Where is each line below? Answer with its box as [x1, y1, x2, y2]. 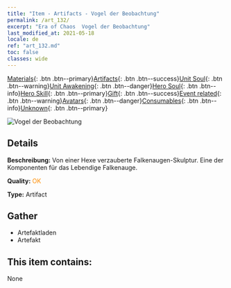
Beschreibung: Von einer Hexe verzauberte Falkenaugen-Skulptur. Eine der [7, 155, 224, 164]
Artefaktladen [17, 228, 57, 237]
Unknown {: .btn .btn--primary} [20, 103, 108, 112]
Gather [7, 210, 38, 222]
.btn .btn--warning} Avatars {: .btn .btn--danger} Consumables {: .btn [7, 96, 199, 105]
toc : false [7, 49, 39, 56]
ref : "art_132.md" [7, 42, 60, 49]
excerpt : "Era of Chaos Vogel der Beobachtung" [7, 23, 151, 30]
